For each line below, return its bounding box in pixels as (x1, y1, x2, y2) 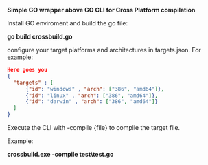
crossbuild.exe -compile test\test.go (7, 151, 114, 158)
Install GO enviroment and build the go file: (7, 19, 128, 27)
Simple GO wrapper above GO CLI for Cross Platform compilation (7, 6, 196, 14)
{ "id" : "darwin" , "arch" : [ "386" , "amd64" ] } (25, 98, 158, 105)
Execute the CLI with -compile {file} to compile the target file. (7, 124, 181, 131)
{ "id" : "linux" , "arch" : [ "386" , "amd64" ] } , (25, 92, 158, 99)
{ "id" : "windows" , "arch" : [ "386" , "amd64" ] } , (25, 85, 165, 92)
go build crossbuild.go (7, 32, 73, 41)
